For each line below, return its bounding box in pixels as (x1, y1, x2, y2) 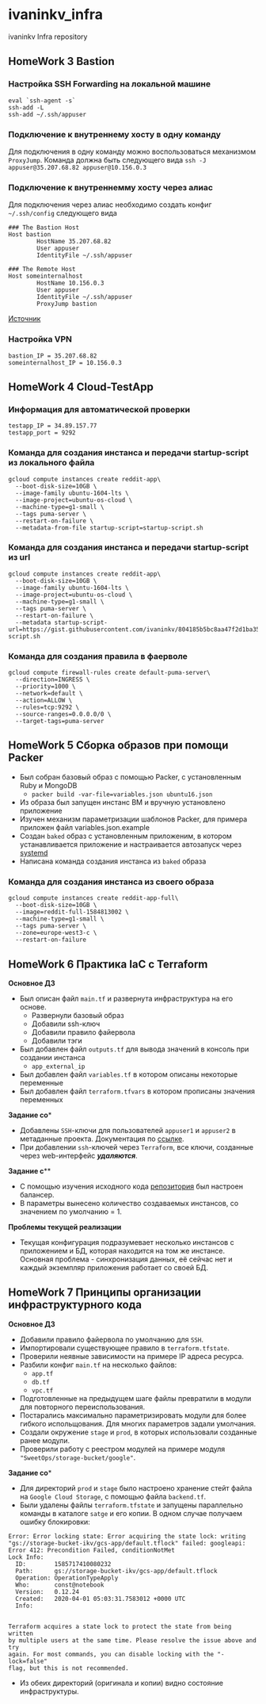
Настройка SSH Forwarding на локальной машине (8, 78, 211, 90)
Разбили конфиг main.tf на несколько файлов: (19, 1360, 177, 1369)
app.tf (31, 1369, 54, 1377)
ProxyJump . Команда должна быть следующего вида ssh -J (8, 155, 207, 164)
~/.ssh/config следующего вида (8, 209, 117, 218)
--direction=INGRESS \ (15, 676, 90, 684)
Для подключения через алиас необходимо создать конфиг (8, 200, 212, 209)
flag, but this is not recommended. (8, 1664, 129, 1672)
